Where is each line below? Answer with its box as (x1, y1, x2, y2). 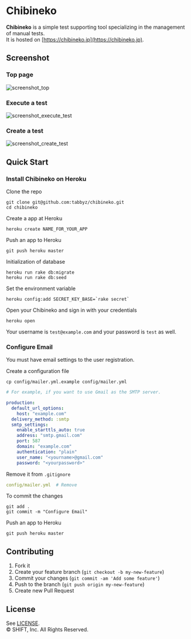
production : (6, 400, 35, 406)
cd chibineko (6, 204, 38, 210)
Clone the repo (6, 188, 42, 195)
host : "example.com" (16, 411, 67, 416)
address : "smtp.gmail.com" (16, 433, 83, 439)
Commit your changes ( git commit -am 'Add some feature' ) (14, 574, 160, 582)
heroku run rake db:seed (6, 274, 67, 280)
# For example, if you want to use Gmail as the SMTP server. (6, 389, 161, 395)
